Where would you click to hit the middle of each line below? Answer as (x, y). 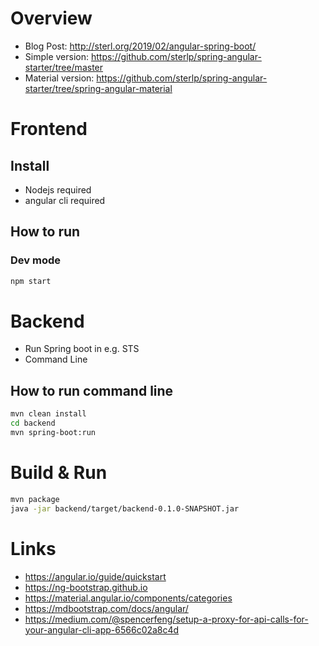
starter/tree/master (64, 67)
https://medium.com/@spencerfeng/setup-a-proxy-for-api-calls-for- (166, 619)
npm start (31, 281)
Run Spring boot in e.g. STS (82, 349)
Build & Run (59, 473)
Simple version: (57, 56)
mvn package (35, 499)
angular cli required (65, 200)
